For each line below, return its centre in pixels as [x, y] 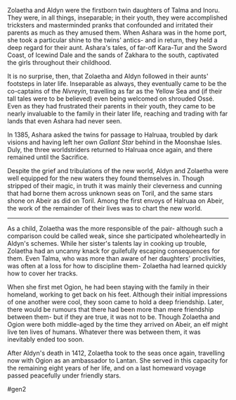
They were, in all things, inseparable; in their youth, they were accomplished [118, 18]
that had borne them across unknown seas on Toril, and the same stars [110, 193]
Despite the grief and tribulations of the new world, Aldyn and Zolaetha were [118, 171]
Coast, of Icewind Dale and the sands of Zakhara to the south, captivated [113, 55]
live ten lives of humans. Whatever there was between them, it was [104, 332]
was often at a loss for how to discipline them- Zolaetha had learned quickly [117, 266]
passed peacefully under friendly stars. [64, 375]
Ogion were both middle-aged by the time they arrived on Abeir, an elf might [118, 324]
